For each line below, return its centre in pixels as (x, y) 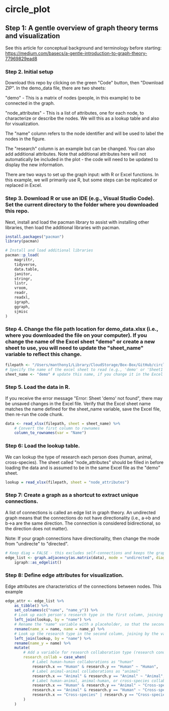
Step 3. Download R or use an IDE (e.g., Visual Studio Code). (80, 198)
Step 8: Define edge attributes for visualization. (65, 575)
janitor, (23, 274)
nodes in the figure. (25, 139)
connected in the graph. (30, 103)
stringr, (23, 279)
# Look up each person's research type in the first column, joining (89, 615)
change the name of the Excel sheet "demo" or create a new (80, 342)
